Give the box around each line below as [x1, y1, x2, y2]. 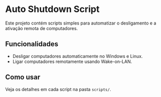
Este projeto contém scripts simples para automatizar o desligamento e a [5, 20, 156, 26]
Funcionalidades [5, 40, 59, 48]
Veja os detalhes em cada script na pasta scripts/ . [5, 86, 112, 92]
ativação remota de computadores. [5, 25, 78, 31]
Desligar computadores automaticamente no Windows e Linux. [12, 53, 143, 59]
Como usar [5, 73, 41, 81]
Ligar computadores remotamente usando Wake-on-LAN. [12, 58, 132, 64]
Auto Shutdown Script [5, 3, 100, 15]
